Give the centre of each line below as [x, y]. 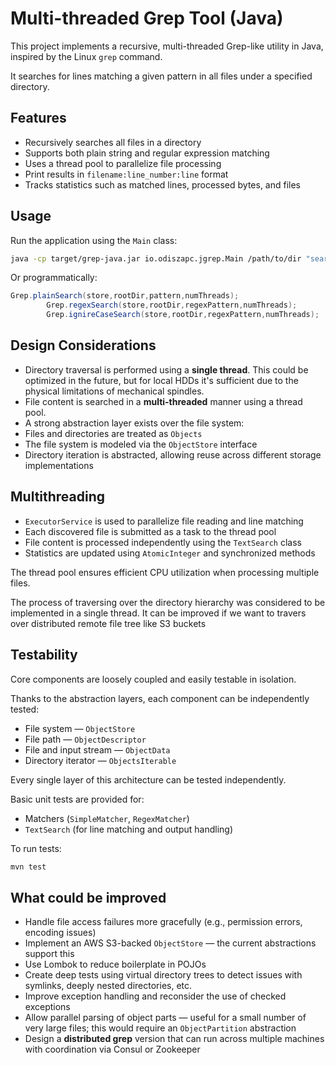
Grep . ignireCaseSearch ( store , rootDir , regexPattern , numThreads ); [183, 315]
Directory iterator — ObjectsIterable [100, 760]
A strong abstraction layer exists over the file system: [134, 423]
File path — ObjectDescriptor [85, 739]
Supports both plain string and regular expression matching [147, 153]
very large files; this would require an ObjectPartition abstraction [160, 1028]
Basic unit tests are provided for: [77, 799]
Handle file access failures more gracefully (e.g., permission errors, [163, 922]
